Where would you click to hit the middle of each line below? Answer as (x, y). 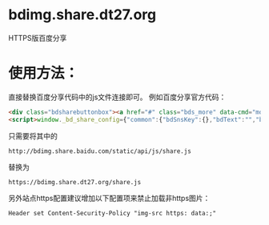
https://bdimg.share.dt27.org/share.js (75, 182)
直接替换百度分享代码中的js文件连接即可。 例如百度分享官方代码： (117, 97)
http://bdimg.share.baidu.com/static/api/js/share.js (100, 151)
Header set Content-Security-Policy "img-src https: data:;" (112, 213)
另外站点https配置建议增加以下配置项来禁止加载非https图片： (109, 198)
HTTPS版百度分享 (38, 38)
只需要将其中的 (33, 136)
